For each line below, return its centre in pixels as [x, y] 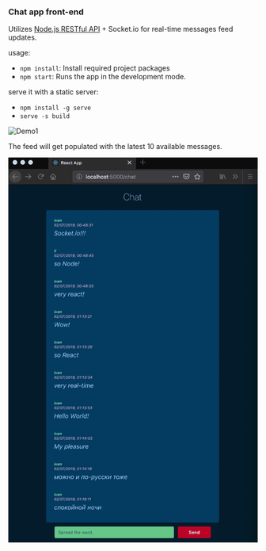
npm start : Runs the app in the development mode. [103, 77]
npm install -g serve [55, 108]
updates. [23, 37]
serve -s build [45, 117]
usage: [19, 53]
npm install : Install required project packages [95, 68]
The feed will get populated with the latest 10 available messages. [116, 147]
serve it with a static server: [53, 92]
